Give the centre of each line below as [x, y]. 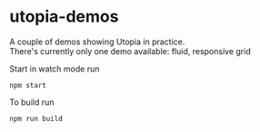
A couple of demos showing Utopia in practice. [97, 42]
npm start [28, 85]
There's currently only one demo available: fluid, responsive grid [130, 51]
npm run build [36, 118]
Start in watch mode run [55, 69]
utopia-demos [64, 17]
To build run [32, 102]
